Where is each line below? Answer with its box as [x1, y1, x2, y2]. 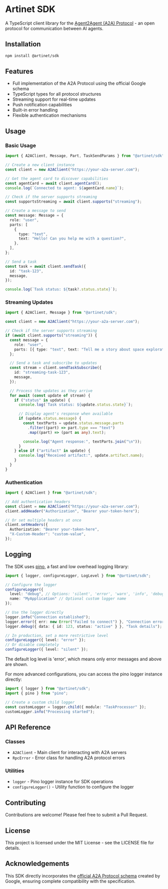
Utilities [5, 767, 24, 774]
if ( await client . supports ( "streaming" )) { [5, 333, 97, 338]
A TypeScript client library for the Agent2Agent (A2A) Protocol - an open [5, 20, 155, 26]
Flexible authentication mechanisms [12, 112, 86, 118]
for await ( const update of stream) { [9, 393, 91, 398]
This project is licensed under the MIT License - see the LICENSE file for [5, 840, 154, 846]
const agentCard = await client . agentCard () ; [5, 181, 101, 186]
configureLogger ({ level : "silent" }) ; [5, 647, 88, 652]
